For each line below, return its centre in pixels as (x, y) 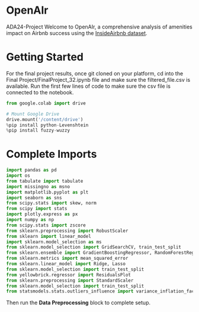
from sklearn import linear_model (49, 236)
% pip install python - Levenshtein (47, 125)
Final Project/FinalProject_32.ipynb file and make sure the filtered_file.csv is (98, 79)
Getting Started (45, 57)
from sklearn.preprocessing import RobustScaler (67, 231)
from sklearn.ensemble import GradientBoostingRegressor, (79, 253)
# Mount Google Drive (33, 114)
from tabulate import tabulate (45, 181)
